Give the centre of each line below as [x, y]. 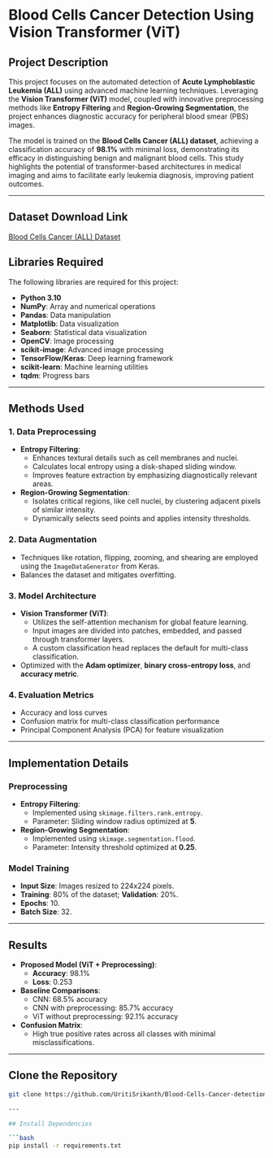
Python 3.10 [41, 298]
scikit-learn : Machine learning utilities [84, 367]
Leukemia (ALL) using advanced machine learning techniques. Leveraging [133, 90]
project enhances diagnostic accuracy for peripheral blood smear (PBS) [129, 116]
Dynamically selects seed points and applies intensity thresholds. [141, 519]
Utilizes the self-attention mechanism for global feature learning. [140, 622]
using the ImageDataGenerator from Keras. [90, 566]
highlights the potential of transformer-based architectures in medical [125, 167]
